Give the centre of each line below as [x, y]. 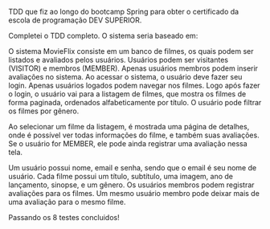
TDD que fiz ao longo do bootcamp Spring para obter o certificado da [124, 12]
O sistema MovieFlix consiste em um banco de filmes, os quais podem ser [131, 51]
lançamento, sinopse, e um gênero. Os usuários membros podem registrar [131, 185]
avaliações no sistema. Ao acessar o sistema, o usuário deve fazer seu [125, 77]
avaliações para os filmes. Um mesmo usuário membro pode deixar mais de [134, 193]
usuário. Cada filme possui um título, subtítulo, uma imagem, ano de [121, 176]
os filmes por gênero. [44, 111]
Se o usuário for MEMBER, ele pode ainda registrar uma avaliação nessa [128, 143]
